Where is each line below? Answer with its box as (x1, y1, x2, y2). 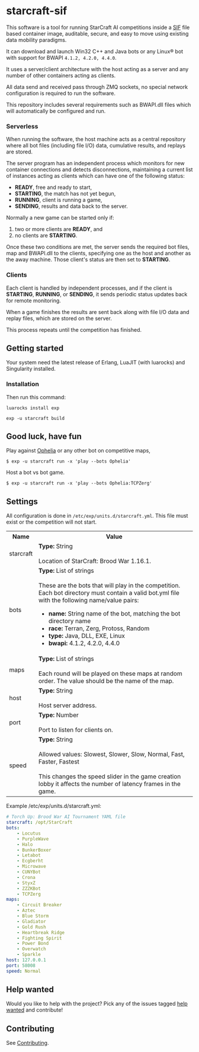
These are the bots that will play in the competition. (38, 582, 181, 590)
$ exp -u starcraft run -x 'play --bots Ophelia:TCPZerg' (6, 480, 152, 486)
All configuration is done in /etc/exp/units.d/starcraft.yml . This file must (6, 512, 188, 519)
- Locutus (17, 830, 41, 836)
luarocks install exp (6, 405, 60, 411)
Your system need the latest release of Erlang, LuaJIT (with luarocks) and (6, 359, 185, 366)
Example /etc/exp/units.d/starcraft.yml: (6, 803, 102, 810)
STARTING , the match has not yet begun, (14, 190, 116, 197)
